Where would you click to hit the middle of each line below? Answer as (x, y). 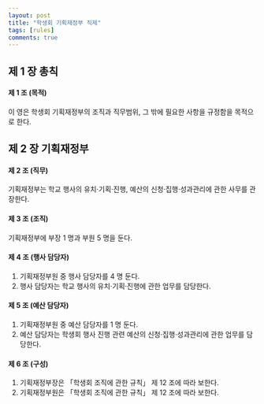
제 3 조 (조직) (28, 219)
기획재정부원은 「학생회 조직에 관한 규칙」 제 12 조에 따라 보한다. (119, 393)
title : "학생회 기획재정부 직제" (55, 23)
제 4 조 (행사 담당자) (39, 258)
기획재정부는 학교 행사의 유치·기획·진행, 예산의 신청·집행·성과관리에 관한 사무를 (128, 189)
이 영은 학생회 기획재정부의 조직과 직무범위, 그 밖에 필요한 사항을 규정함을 (121, 112)
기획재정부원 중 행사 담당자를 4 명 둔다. (80, 276)
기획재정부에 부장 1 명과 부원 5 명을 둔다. (70, 238)
